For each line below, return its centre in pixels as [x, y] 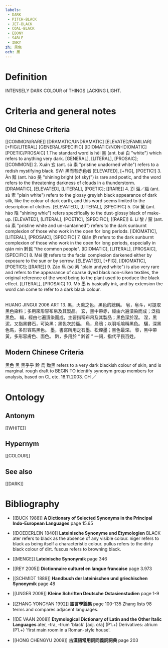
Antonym [20, 416]
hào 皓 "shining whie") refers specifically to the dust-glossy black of [76, 213]
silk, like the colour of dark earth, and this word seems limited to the [75, 201]
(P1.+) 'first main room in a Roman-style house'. [62, 630]
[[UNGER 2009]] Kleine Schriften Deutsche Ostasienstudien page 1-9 [86, 594]
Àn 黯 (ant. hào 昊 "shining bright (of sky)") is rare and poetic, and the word [83, 177]
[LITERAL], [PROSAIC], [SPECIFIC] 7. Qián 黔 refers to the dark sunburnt [79, 237]
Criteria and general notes [61, 111]
